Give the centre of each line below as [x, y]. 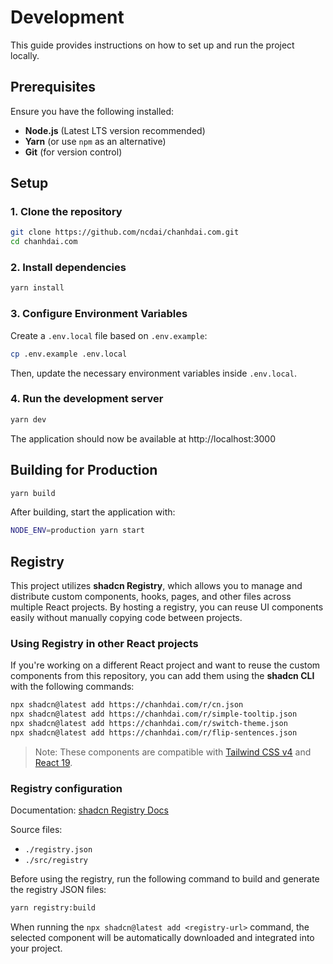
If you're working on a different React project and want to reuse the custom [165, 665]
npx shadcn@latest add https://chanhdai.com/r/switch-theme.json [149, 724]
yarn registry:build [53, 908]
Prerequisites [53, 87]
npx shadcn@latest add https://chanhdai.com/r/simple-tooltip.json [154, 714]
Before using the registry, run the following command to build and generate [165, 879]
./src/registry [56, 861]
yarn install [37, 288]
